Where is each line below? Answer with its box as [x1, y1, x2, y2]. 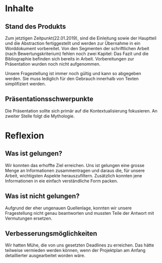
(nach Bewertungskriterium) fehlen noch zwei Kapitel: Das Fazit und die [5, 51, 149, 56]
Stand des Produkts [5, 22, 66, 31]
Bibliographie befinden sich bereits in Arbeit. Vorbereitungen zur [5, 56, 134, 61]
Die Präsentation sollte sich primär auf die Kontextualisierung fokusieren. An [5, 108, 158, 113]
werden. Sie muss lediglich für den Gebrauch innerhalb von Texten [5, 76, 139, 81]
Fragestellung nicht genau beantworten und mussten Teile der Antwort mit [5, 210, 154, 216]
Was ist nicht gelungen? [5, 192, 80, 200]
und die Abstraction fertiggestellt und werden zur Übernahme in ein [5, 40, 141, 46]
